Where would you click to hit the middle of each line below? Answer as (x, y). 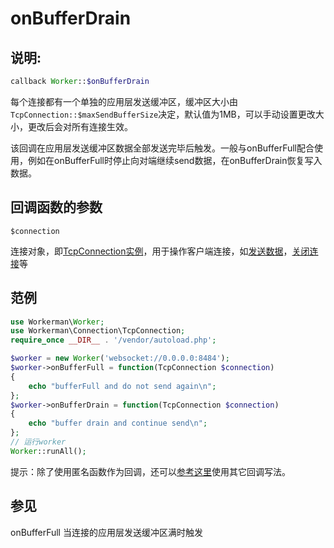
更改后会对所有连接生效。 (80, 126)
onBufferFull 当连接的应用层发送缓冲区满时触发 (106, 532)
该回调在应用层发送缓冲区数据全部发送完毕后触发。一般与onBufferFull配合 (162, 148)
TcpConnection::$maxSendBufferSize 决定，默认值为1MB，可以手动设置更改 (163, 114)
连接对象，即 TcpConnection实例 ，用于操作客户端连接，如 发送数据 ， (151, 251)
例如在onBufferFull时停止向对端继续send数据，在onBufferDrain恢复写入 (175, 160)
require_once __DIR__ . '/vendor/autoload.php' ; (113, 340)
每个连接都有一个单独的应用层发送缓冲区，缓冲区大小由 (124, 101)
